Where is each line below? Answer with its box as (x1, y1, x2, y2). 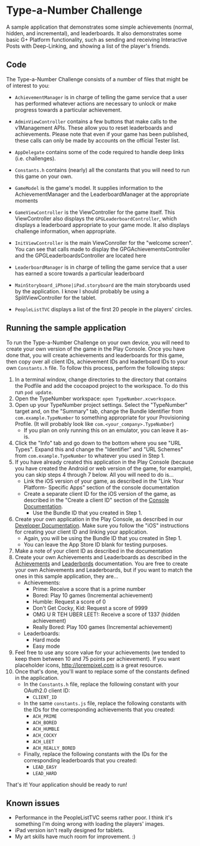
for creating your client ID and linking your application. (14, 528, 148, 535)
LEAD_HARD (32, 770, 57, 777)
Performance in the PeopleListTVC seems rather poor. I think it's (14, 814, 173, 822)
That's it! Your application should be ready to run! (6, 781, 128, 788)
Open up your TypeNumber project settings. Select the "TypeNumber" (14, 401, 187, 408)
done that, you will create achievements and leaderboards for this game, (6, 351, 184, 358)
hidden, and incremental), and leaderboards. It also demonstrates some (6, 29, 182, 36)
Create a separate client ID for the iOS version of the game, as (23, 490, 177, 497)
